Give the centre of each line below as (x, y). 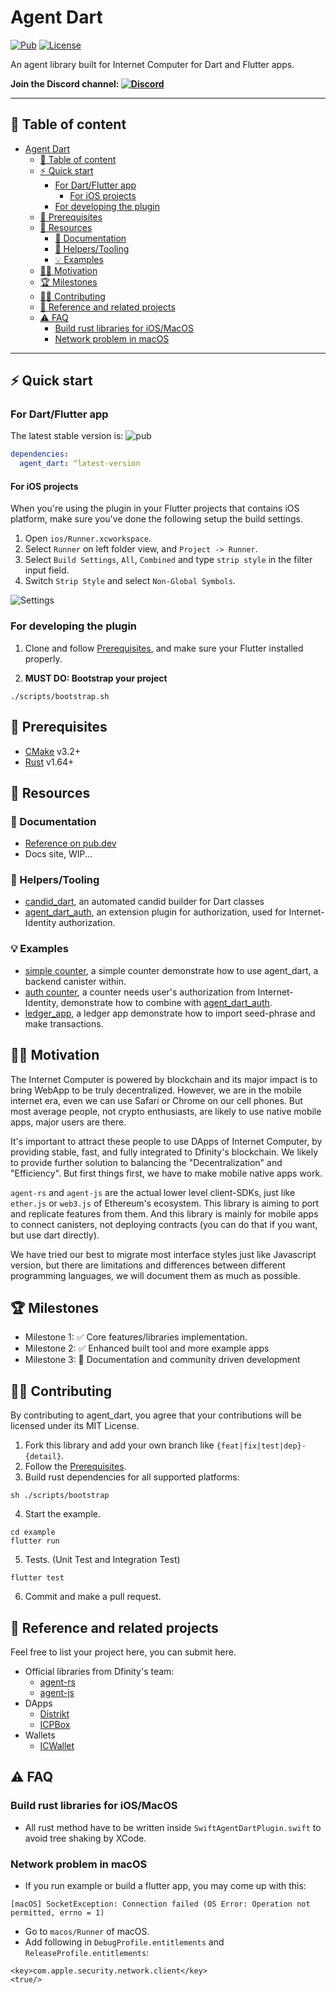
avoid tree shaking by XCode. (85, 1838)
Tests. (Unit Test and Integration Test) (102, 1560)
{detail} (43, 1457)
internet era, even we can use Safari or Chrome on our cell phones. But (156, 1100)
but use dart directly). (55, 1235)
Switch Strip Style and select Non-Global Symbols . (130, 581)
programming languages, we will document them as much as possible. (155, 1275)
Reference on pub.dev (70, 843)
